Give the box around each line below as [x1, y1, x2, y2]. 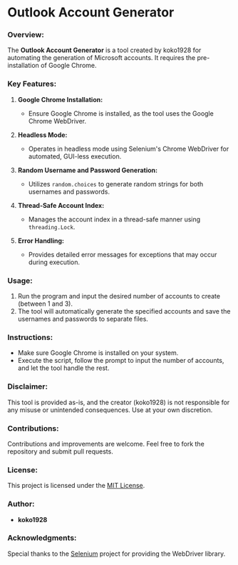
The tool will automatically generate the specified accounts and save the [17, 307, 231, 316]
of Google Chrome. [40, 61, 97, 70]
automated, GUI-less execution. [28, 151, 122, 161]
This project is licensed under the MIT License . [7, 481, 145, 490]
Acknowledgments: [7, 533, 77, 543]
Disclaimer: [7, 381, 48, 391]
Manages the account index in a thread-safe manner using [28, 215, 201, 224]
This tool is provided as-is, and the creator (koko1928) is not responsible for [7, 398, 230, 406]
